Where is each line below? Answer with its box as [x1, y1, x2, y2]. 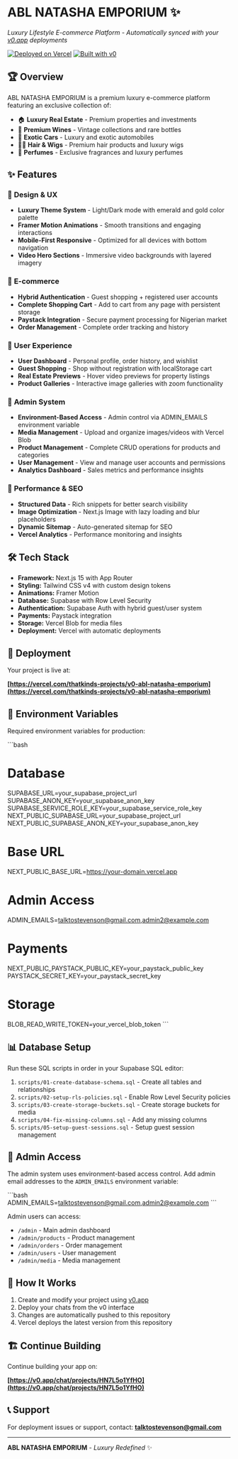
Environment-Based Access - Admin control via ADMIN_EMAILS [17, 413, 208, 422]
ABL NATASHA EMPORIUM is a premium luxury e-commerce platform [7, 93, 210, 102]
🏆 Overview [7, 71, 64, 83]
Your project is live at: [7, 666, 71, 674]
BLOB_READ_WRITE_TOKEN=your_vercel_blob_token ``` [7, 1020, 169, 1028]
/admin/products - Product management [17, 1233, 135, 1242]
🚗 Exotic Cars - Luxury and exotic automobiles [17, 133, 154, 141]
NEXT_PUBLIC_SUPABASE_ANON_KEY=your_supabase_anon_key [7, 819, 199, 827]
